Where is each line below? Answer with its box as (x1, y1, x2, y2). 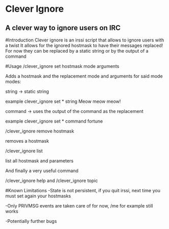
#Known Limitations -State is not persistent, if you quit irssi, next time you (5, 188, 161, 193)
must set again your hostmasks (5, 193, 71, 199)
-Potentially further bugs (5, 218, 57, 224)
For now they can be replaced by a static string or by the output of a (5, 48, 149, 54)
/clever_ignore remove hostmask (5, 128, 75, 134)
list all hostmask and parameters (5, 158, 74, 164)
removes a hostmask (5, 138, 50, 144)
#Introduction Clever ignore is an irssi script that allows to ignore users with (5, 37, 164, 43)
